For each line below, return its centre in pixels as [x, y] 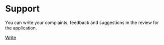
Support [22, 9]
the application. [21, 27]
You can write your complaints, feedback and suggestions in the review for [82, 22]
